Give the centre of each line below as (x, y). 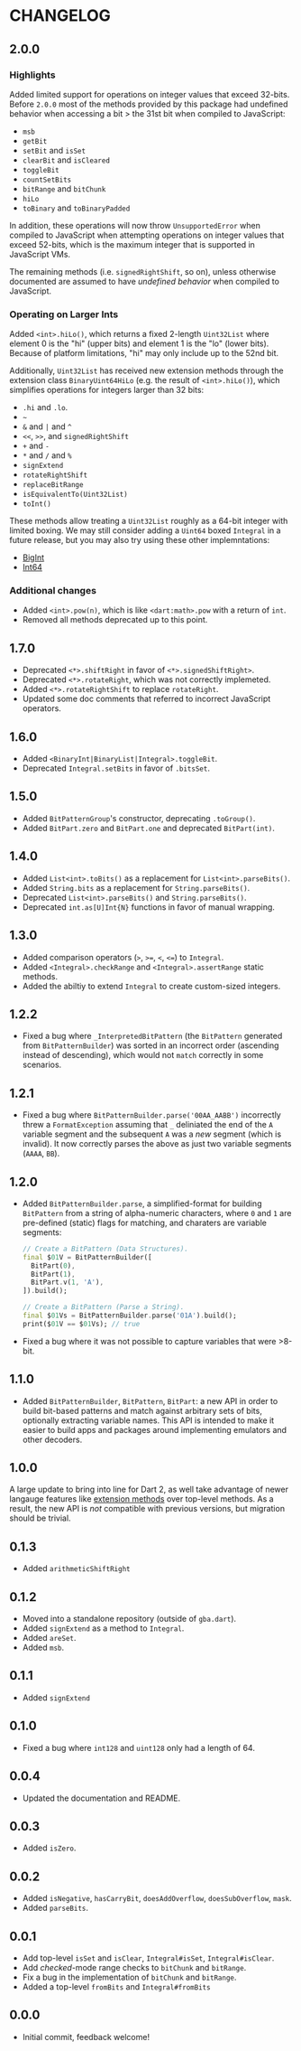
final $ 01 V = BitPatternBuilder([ (87, 1257)
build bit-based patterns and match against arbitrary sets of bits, (142, 1410)
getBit (35, 141)
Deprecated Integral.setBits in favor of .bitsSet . (116, 768)
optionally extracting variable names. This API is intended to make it (148, 1420)
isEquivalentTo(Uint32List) (75, 495)
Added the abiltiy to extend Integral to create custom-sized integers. (151, 986)
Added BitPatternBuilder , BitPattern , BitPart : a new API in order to (150, 1400)
